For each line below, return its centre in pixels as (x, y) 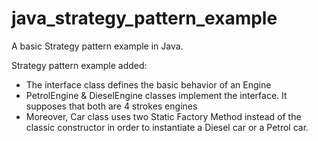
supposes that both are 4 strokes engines (111, 106)
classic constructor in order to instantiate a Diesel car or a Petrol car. (167, 127)
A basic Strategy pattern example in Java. (97, 46)
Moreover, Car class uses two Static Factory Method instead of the (163, 116)
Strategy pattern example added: (79, 65)
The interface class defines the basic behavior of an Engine (148, 84)
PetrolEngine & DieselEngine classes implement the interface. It (156, 95)
